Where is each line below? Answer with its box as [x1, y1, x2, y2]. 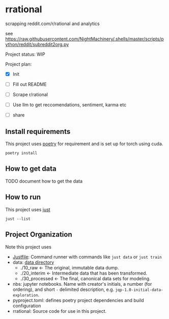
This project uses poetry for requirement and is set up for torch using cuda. [5, 141, 163, 147]
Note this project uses [5, 244, 52, 250]
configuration [12, 303, 41, 309]
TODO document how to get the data [5, 178, 83, 184]
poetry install [5, 151, 38, 156]
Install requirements [5, 127, 71, 136]
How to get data [5, 165, 57, 173]
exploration [12, 292, 38, 298]
